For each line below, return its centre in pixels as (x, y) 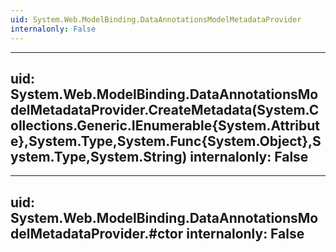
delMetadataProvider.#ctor (97, 233)
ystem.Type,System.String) (99, 156)
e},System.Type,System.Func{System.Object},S (166, 141)
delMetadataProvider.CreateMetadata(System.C (165, 109)
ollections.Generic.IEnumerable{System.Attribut (165, 125)
